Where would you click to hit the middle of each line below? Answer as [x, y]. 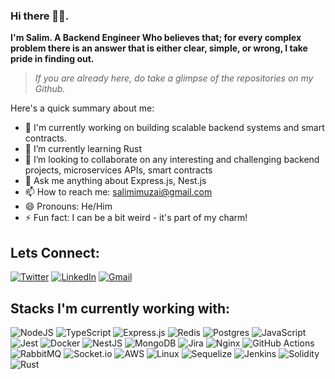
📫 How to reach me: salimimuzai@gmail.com [118, 192]
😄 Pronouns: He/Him [68, 206]
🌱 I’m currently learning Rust [83, 149]
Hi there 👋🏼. [40, 16]
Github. [50, 89]
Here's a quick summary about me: [82, 108]
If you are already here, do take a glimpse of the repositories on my [174, 78]
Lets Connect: [55, 252]
